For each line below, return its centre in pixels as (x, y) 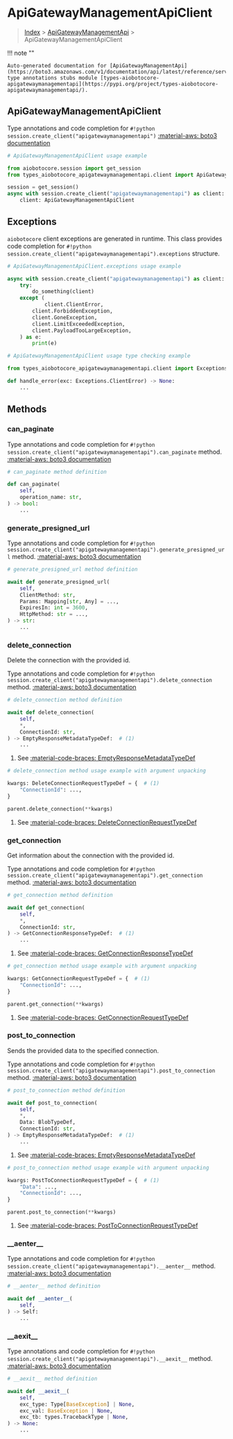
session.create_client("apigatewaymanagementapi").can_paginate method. (114, 452)
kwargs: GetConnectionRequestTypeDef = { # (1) (79, 979)
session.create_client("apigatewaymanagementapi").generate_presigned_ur (116, 550)
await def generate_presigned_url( (59, 582)
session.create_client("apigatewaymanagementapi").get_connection (105, 876)
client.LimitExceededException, (79, 324)
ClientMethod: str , (48, 595)
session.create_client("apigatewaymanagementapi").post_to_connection (111, 1071)
